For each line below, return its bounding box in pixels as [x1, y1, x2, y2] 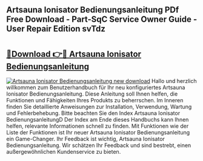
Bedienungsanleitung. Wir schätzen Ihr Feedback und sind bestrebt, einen [6, 142, 191, 149]
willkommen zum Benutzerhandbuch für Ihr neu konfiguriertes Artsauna [6, 84, 185, 91]
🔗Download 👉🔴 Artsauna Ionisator [6, 48, 141, 59]
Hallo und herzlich [151, 77, 197, 84]
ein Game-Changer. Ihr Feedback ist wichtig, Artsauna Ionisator [6, 136, 165, 142]
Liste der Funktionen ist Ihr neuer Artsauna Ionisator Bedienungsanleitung [6, 129, 190, 136]
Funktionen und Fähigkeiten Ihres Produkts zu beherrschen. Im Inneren [6, 97, 184, 103]
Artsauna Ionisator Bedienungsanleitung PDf [6, 5, 179, 15]
